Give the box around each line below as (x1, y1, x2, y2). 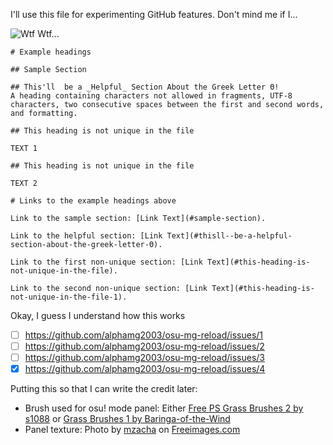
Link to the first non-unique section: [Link (10, 257, 203, 267)
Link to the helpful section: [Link (10, 231, 163, 241)
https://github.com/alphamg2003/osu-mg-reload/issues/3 (24, 352, 265, 364)
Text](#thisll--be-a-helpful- (166, 231, 293, 241)
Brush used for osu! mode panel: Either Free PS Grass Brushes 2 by (24, 402, 304, 414)
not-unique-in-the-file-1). (10, 292, 128, 302)
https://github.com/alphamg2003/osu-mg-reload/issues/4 (24, 363, 266, 375)
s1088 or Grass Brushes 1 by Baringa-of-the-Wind (24, 413, 231, 425)
